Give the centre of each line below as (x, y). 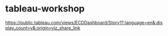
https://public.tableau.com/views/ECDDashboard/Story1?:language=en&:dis (84, 22)
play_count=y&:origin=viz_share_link (43, 27)
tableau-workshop (45, 9)
